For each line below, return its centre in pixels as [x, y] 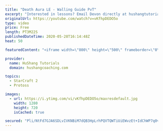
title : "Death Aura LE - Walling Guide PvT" [51, 9]
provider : [15, 59]
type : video [17, 23]
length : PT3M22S [21, 32]
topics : [13, 76]
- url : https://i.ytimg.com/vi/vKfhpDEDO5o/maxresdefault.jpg [73, 98]
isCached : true [29, 112]
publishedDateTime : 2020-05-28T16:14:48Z [48, 37]
